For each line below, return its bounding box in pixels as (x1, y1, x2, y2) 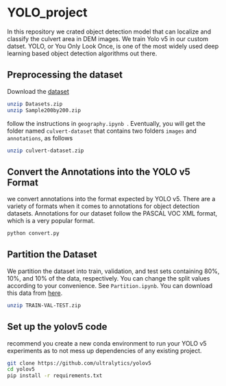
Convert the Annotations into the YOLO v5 (7, 166, 190, 177)
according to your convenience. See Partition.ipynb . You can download (7, 281, 213, 289)
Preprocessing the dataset (7, 69, 123, 81)
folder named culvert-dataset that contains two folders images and (7, 127, 197, 135)
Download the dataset (7, 87, 70, 95)
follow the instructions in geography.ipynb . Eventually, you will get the (7, 119, 205, 127)
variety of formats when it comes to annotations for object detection (7, 202, 200, 210)
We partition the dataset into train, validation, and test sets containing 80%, (7, 267, 220, 275)
